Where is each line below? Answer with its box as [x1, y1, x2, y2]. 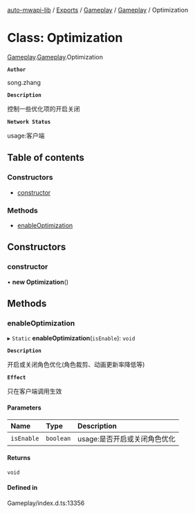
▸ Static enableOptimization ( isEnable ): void [7, 334, 136, 343]
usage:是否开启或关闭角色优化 [77, 434, 176, 444]
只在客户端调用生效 [7, 387, 62, 396]
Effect [7, 374, 26, 381]
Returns [7, 454, 31, 462]
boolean [46, 435, 71, 442]
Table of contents [7, 152, 84, 164]
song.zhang [7, 78, 41, 86]
